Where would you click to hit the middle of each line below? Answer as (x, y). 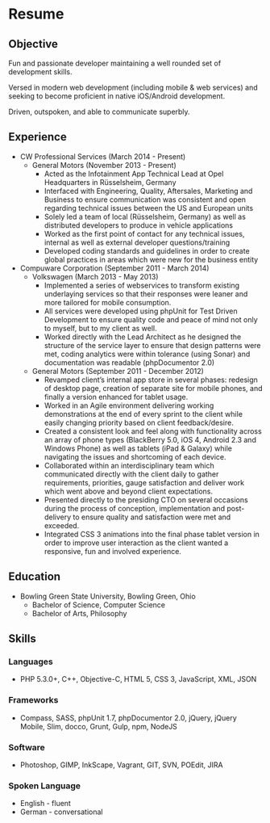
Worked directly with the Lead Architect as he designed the (143, 337)
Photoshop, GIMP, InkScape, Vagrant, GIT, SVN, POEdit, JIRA (121, 765)
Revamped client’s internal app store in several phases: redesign (151, 380)
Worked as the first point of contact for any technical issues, (144, 233)
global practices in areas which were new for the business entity (151, 259)
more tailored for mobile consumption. (108, 302)
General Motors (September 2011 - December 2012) (118, 371)
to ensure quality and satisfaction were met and (152, 517)
